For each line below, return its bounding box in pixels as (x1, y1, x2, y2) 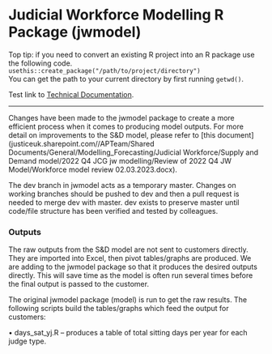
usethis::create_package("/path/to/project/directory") (8, 66, 201, 75)
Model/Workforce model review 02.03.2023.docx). (8, 164, 178, 174)
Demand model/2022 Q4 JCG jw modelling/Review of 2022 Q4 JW (8, 156, 232, 165)
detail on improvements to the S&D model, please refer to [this (8, 130, 216, 139)
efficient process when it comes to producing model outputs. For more (8, 122, 244, 131)
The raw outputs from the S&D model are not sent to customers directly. (8, 245, 249, 254)
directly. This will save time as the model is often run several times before (8, 271, 253, 280)
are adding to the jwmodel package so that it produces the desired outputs (8, 262, 257, 272)
